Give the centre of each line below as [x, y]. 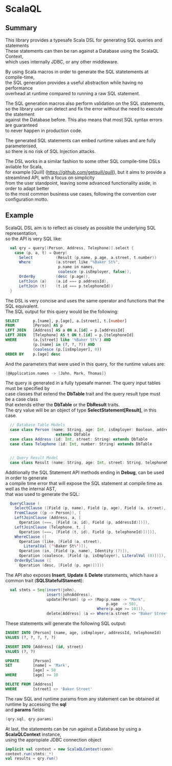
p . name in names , [77, 267]
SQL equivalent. [22, 306]
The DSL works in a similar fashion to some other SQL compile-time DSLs [83, 161]
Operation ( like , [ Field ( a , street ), [60, 541]
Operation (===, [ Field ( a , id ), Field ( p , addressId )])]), [84, 522]
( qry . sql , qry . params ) [29, 719]
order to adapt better [27, 188]
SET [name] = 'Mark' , [38, 666]
